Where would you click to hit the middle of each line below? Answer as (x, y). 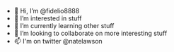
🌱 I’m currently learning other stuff (64, 26)
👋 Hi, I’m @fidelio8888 (47, 11)
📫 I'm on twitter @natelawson (58, 41)
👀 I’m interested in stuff (48, 18)
